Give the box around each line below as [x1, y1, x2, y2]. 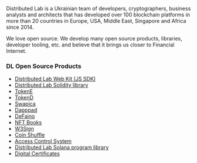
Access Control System [14, 138, 72, 145]
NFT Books [14, 119, 42, 126]
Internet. [6, 47, 27, 55]
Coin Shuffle [14, 131, 45, 138]
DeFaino [14, 113, 35, 120]
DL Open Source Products [6, 62, 82, 70]
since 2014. [6, 23, 34, 30]
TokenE [14, 88, 34, 95]
